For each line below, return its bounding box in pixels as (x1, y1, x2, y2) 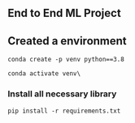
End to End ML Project (7, 6, 121, 20)
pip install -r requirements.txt (7, 107, 121, 115)
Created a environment (7, 34, 127, 48)
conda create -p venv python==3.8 (7, 56, 125, 64)
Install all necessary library (7, 88, 117, 100)
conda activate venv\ (7, 70, 81, 78)
